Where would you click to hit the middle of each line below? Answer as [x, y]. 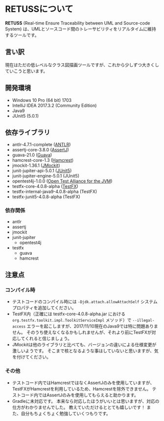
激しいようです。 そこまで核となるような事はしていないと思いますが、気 [85, 351]
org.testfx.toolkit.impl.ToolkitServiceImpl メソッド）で [72, 320]
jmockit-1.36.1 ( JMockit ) [36, 165]
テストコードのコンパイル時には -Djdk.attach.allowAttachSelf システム [85, 301]
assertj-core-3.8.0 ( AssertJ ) [41, 150]
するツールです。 [22, 35]
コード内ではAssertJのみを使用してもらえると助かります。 [80, 395]
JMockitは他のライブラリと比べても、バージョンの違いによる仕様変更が [84, 345]
